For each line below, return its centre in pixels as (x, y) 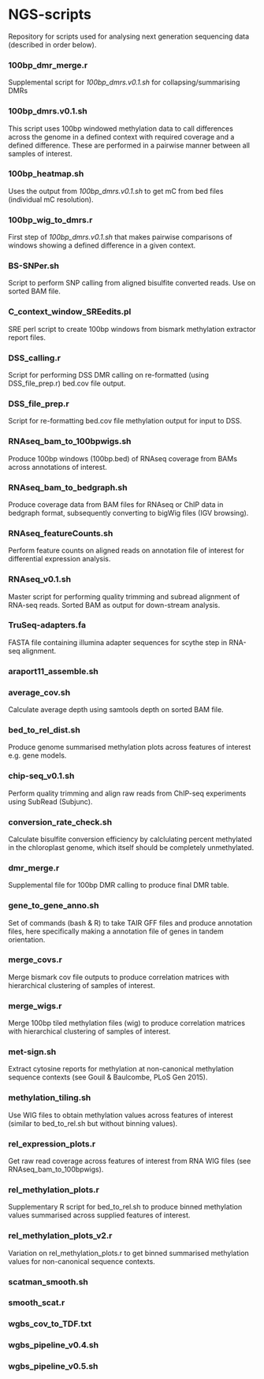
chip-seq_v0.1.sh (41, 776)
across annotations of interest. (58, 467)
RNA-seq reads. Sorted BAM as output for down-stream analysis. (114, 605)
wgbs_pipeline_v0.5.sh (53, 1366)
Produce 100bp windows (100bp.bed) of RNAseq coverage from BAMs (123, 458)
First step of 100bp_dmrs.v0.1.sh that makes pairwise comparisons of (120, 237)
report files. (27, 337)
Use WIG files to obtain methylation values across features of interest (121, 1115)
